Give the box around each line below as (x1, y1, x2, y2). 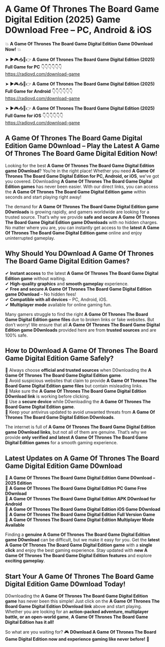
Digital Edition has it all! (5, 619, 54, 625)
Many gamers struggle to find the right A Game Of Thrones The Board (5, 311, 149, 317)
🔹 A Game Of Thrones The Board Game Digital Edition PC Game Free (5, 485, 147, 492)
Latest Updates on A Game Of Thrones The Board (5, 454, 160, 462)
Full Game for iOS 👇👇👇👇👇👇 (5, 113, 64, 118)
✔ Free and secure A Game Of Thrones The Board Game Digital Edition (5, 286, 152, 292)
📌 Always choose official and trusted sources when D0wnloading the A (5, 367, 152, 373)
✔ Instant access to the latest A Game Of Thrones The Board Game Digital (5, 270, 159, 276)
